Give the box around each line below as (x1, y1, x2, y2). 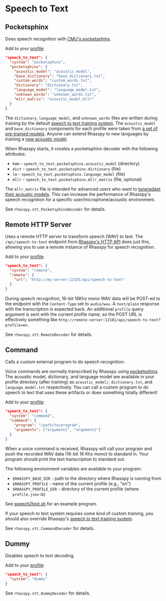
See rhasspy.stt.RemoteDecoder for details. (5, 331, 93, 337)
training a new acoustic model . (5, 136, 68, 142)
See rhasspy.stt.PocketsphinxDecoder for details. (5, 206, 106, 212)
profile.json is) (12, 491, 46, 497)
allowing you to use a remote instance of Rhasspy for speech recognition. (5, 244, 156, 250)
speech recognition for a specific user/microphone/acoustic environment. (5, 197, 156, 202)
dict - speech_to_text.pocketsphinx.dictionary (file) (12, 166, 121, 172)
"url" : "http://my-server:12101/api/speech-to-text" (14, 277, 125, 282)
